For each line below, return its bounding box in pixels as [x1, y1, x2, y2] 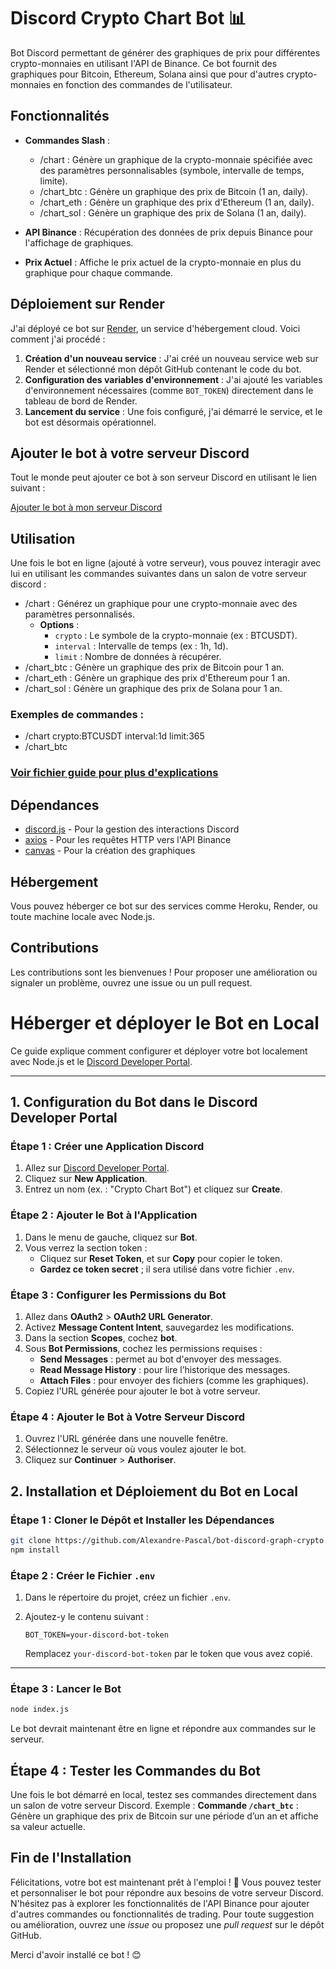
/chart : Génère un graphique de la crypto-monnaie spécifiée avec [39, 153, 313, 165]
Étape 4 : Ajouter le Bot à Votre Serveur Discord [10, 1410, 245, 1424]
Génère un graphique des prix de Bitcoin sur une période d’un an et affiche [10, 1810, 319, 1822]
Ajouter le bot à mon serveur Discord [10, 501, 163, 514]
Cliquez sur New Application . [24, 1173, 148, 1185]
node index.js [10, 1705, 70, 1715]
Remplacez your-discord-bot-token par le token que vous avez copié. [24, 1648, 313, 1660]
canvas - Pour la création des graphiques [24, 845, 196, 857]
